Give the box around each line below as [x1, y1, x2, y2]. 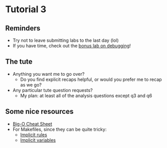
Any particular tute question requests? [12, 87, 93, 93]
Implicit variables [20, 137, 56, 143]
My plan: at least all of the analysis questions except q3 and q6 [20, 93, 152, 99]
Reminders [5, 24, 41, 33]
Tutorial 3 [5, 4, 47, 15]
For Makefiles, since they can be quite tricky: [12, 126, 107, 132]
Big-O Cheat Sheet [12, 121, 52, 127]
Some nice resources [5, 107, 74, 116]
